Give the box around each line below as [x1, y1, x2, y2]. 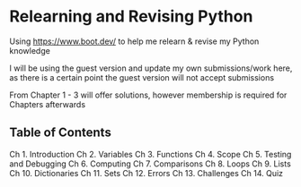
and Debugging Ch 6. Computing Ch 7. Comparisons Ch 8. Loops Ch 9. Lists [9, 158, 292, 169]
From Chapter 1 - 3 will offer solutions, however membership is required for [9, 89, 288, 100]
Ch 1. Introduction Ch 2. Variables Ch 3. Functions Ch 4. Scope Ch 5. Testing [9, 149, 292, 159]
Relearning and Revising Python [9, 6, 253, 27]
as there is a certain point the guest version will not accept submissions [9, 72, 275, 82]
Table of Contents [9, 125, 112, 140]
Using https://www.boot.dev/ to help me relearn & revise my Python [9, 36, 260, 47]
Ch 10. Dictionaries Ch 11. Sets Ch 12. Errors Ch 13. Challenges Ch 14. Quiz [9, 167, 284, 178]
